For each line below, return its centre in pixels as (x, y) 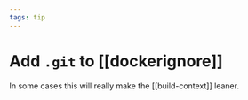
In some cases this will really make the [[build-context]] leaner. (124, 86)
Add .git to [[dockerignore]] (116, 61)
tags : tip (28, 17)
